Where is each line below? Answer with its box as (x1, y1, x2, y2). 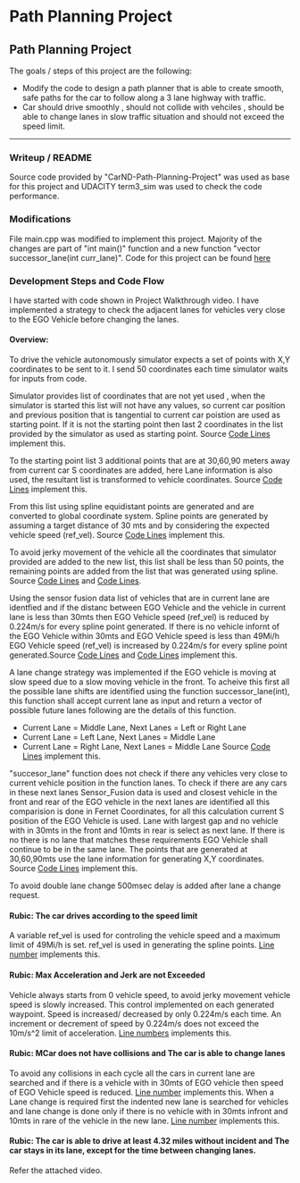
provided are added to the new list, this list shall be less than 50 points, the (9, 557, 284, 567)
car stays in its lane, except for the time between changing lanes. (9, 1145, 256, 1156)
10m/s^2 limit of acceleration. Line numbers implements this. (9, 1028, 232, 1038)
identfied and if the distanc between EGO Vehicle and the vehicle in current (9, 602, 287, 613)
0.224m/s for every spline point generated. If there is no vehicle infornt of (9, 621, 280, 632)
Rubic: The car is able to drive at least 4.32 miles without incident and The (9, 1136, 290, 1146)
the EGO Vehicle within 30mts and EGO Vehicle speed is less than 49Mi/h (9, 631, 279, 642)
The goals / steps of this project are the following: (9, 65, 192, 76)
